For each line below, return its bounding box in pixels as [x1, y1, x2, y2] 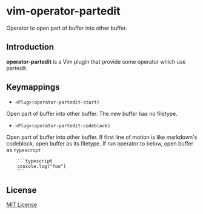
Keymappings [6, 82, 60, 92]
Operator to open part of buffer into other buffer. [6, 24, 127, 32]
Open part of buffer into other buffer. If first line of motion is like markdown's [6, 133, 198, 141]
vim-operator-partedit [6, 4, 121, 18]
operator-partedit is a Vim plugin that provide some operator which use [6, 58, 186, 65]
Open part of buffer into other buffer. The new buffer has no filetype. [6, 110, 178, 117]
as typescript [6, 146, 41, 153]
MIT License [6, 201, 38, 209]
